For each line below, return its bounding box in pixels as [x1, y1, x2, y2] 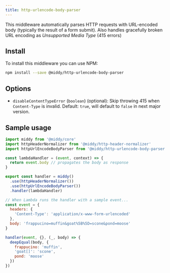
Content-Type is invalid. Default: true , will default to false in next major [12, 103, 161, 109]
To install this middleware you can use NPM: [5, 60, 98, 67]
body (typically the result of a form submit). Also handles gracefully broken [5, 26, 163, 33]
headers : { [10, 207, 33, 212]
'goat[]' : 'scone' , [14, 249, 56, 254]
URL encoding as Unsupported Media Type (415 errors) [5, 32, 122, 38]
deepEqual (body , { [10, 239, 49, 245]
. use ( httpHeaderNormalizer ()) [10, 179, 74, 184]
